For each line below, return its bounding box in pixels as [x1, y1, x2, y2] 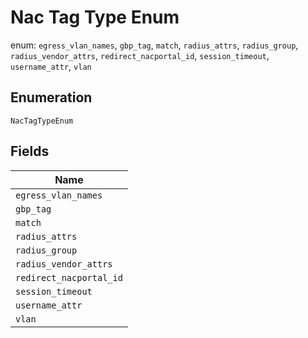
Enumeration [10, 89, 93, 106]
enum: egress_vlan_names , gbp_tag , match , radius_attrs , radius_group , [10, 39, 299, 51]
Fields [10, 143, 50, 160]
